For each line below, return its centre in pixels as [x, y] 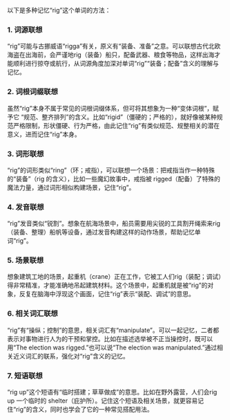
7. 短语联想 [25, 376]
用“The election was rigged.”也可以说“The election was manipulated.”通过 [112, 347]
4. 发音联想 [26, 207]
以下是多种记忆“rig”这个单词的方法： [59, 10]
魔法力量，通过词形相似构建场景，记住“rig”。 [71, 187]
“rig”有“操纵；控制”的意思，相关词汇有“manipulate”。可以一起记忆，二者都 [113, 330]
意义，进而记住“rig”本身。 [44, 134]
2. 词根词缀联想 [33, 92]
